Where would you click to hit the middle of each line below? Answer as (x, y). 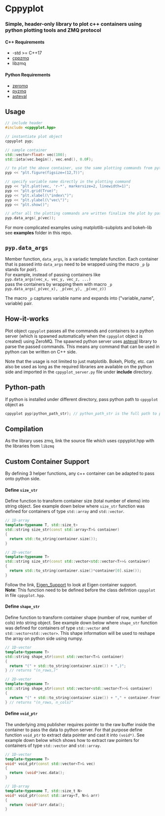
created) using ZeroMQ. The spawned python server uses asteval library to (81, 341)
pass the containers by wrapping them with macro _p (59, 284)
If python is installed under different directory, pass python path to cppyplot (82, 399)
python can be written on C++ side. (41, 351)
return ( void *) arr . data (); (37, 805)
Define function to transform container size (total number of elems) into (77, 501)
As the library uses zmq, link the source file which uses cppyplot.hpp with (80, 441)
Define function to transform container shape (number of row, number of (79, 618)
